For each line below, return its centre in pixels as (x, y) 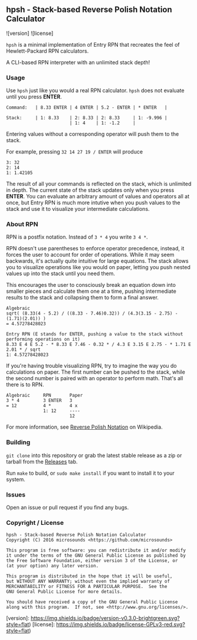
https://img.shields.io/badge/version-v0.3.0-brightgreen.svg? (105, 618)
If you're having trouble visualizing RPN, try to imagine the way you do (91, 366)
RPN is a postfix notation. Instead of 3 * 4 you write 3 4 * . (77, 237)
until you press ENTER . (34, 97)
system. (16, 479)
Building (18, 442)
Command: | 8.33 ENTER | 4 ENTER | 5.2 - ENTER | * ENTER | (87, 108)
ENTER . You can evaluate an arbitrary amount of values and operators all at (98, 197)
